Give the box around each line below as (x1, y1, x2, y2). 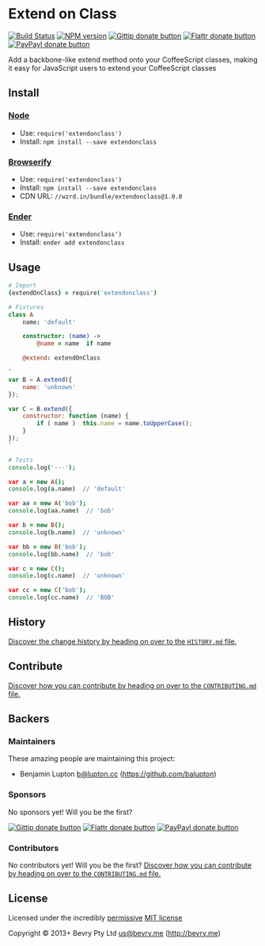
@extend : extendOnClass (22, 354, 101, 362)
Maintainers (8, 736, 56, 747)
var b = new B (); (8, 521, 66, 529)
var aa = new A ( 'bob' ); (8, 499, 87, 508)
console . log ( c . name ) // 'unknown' (8, 572, 126, 580)
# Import (8, 282, 37, 290)
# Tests (8, 456, 34, 464)
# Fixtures (8, 303, 44, 311)
